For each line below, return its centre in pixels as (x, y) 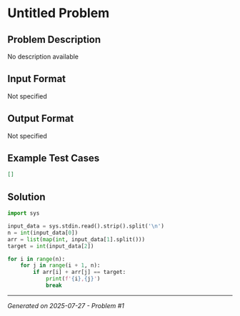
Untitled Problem (59, 13)
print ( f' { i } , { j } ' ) (73, 279)
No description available (43, 56)
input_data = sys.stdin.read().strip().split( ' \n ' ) (86, 226)
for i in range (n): (36, 259)
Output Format (41, 119)
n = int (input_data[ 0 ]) (43, 233)
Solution (26, 197)
